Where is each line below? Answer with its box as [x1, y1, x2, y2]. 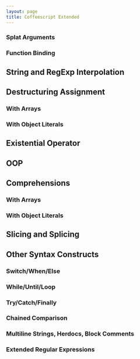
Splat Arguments [6, 33, 55, 42]
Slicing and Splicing [6, 230, 80, 240]
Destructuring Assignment [6, 87, 105, 97]
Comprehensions [6, 178, 71, 188]
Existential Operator [6, 138, 80, 148]
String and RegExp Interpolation [6, 67, 125, 77]
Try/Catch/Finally [6, 298, 57, 306]
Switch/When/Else [6, 267, 60, 275]
